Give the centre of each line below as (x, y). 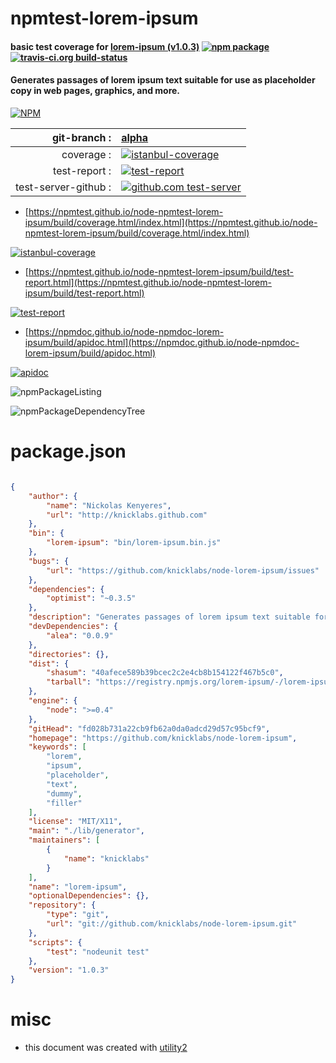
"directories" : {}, (69, 654)
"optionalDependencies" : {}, (89, 896)
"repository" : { (62, 905)
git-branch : (81, 137)
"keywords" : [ (57, 747)
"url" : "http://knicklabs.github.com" (127, 515)
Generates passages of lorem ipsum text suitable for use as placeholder (163, 80)
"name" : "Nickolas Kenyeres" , (109, 505)
